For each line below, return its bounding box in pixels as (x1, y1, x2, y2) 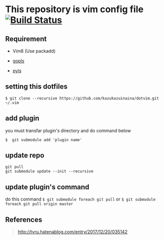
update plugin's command (5, 183, 90, 191)
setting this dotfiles (5, 82, 68, 91)
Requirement (5, 35, 47, 43)
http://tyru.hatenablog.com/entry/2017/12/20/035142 (17, 229, 128, 235)
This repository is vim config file (5, 4, 144, 15)
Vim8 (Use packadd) (12, 48, 56, 54)
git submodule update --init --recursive (5, 169, 94, 174)
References (5, 215, 42, 224)
